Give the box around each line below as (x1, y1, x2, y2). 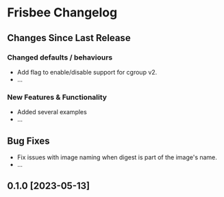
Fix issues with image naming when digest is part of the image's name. (16, 153, 218, 161)
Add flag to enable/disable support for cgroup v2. (16, 68, 158, 76)
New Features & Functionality (7, 92, 108, 102)
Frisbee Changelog (7, 5, 118, 21)
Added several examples (16, 108, 87, 116)
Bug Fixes (7, 135, 50, 146)
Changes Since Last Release (7, 32, 132, 44)
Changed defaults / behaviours (7, 53, 113, 62)
